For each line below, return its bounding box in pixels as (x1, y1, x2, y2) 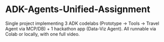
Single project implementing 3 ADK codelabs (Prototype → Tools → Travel (5, 20, 159, 26)
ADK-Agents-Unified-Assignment (5, 4, 150, 15)
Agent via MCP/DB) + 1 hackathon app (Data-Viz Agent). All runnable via (5, 25, 156, 31)
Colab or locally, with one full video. (5, 31, 80, 37)
